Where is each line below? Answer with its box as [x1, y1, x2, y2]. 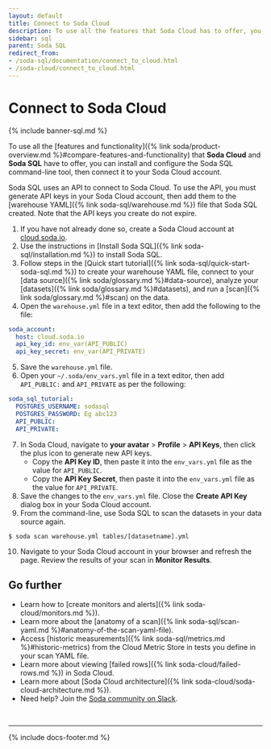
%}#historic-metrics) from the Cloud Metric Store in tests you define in [19, 643, 256, 652]
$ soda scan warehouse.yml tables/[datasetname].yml [8, 532, 190, 540]
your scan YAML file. [19, 651, 90, 661]
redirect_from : [8, 49, 60, 57]
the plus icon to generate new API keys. [19, 448, 152, 458]
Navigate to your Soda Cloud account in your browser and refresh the [19, 546, 252, 556]
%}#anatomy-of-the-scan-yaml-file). [50, 626, 174, 635]
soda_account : [8, 325, 56, 333]
